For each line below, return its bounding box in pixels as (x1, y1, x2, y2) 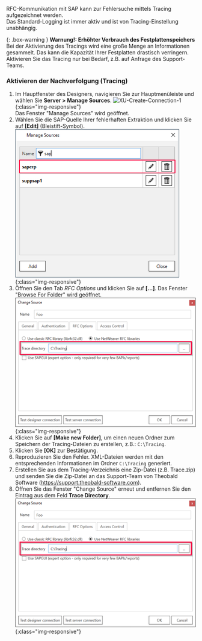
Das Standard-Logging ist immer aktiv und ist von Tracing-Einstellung (6, 18, 179, 25)
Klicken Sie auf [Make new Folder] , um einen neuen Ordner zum (14, 434, 175, 441)
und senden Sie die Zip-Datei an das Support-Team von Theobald (14, 472, 179, 479)
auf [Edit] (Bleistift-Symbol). (14, 123, 85, 130)
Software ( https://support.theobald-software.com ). (14, 479, 142, 486)
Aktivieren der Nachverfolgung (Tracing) (6, 77, 128, 85)
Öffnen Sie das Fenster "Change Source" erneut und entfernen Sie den (14, 485, 191, 493)
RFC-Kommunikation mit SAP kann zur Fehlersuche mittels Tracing (6, 5, 171, 12)
